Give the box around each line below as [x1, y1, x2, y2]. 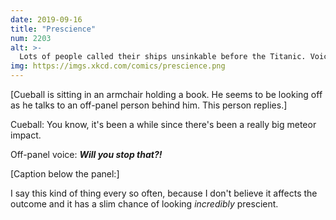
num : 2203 [10, 33, 52, 43]
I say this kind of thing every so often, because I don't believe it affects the [10, 187, 318, 199]
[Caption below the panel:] [10, 168, 120, 180]
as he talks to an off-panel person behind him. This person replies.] [10, 99, 288, 111]
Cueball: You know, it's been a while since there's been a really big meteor [10, 119, 317, 130]
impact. [10, 129, 42, 141]
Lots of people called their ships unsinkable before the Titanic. [19, 52, 307, 62]
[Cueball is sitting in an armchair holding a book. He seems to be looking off [10, 89, 323, 100]
